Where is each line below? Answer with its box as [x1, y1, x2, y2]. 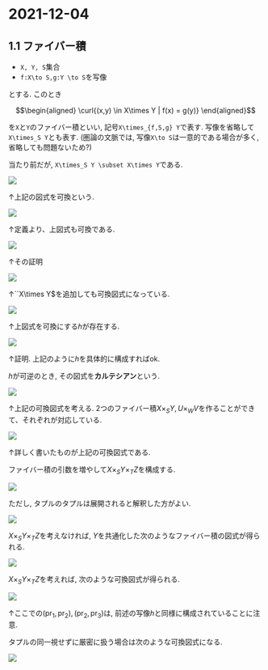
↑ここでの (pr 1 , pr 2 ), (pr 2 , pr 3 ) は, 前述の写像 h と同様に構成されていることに [8, 609, 253, 620]
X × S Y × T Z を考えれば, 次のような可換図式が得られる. [8, 575, 180, 587]
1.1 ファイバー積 [8, 39, 86, 53]
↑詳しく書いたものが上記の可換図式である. [8, 447, 151, 457]
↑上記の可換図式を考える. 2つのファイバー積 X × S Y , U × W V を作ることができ [8, 404, 256, 415]
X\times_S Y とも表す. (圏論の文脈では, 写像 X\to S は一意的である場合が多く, [8, 133, 260, 142]
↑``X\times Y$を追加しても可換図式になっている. [8, 289, 170, 299]
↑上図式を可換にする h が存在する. [8, 321, 120, 331]
